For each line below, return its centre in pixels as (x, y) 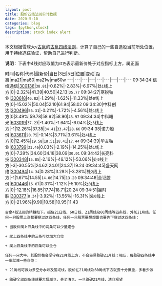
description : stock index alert (38, 32)
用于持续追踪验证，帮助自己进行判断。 (43, 53)
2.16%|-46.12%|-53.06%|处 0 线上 (75, 159)
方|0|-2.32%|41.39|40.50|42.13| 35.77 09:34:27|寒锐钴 (59, 92)
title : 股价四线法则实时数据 (31, 14)
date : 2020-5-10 (21, 19)
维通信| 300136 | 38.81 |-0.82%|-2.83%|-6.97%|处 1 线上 (59, 86)
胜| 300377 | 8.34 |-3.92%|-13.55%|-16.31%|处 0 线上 (55, 196)
